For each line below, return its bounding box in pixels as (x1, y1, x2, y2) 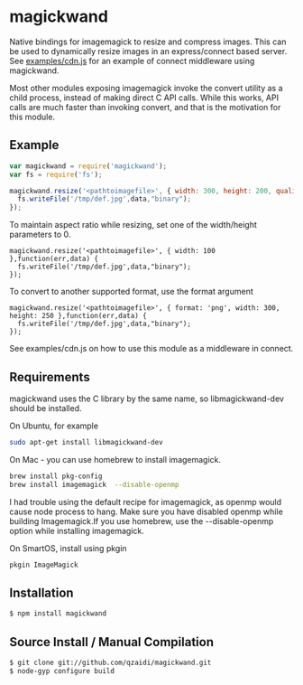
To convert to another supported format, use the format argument (9, 286, 254, 297)
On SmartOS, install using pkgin (9, 542, 128, 553)
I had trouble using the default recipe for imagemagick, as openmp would (9, 496, 282, 507)
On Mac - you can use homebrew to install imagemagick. (9, 454, 222, 464)
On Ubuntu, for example (9, 420, 99, 431)
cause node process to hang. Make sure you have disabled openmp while (9, 506, 284, 517)
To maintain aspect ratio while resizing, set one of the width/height (9, 220, 257, 230)
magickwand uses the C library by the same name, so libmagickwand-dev (9, 393, 284, 404)
